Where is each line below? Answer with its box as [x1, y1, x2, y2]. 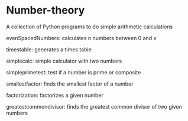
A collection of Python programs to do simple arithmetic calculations [6, 23, 173, 30]
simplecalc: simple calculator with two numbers [6, 57, 122, 64]
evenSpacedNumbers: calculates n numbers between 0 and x [6, 34, 157, 41]
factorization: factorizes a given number [6, 91, 103, 99]
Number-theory [6, 4, 85, 17]
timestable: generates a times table [6, 45, 92, 53]
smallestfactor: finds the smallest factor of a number [6, 80, 134, 87]
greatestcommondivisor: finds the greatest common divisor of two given [6, 103, 182, 110]
